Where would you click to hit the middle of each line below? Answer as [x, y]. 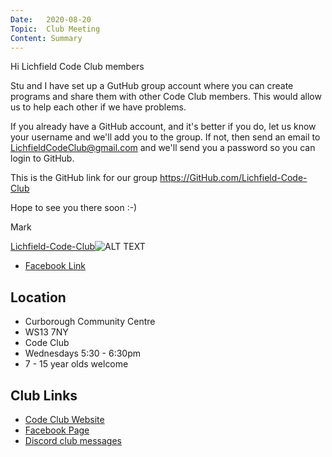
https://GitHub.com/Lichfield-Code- [233, 178]
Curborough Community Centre [90, 322]
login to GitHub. [42, 158]
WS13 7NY [46, 332]
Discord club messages [73, 440]
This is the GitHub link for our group [84, 178]
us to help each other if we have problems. [98, 107]
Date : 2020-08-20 [51, 19]
